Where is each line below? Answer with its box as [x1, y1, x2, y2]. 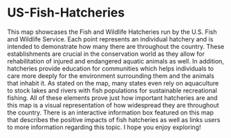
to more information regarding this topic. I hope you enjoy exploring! [7, 123, 201, 131]
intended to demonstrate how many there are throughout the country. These [7, 42, 225, 50]
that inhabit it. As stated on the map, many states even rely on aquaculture [7, 79, 219, 87]
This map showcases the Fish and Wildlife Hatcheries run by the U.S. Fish [7, 28, 217, 36]
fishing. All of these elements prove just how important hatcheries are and [7, 93, 218, 101]
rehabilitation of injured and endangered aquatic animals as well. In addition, [7, 57, 225, 65]
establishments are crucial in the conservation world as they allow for [7, 50, 205, 58]
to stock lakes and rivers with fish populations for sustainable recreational [7, 86, 218, 95]
